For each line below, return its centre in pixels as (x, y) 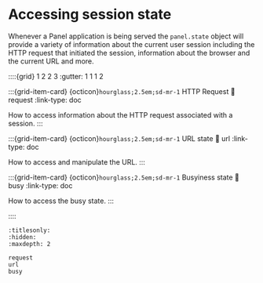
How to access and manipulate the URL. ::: (77, 161)
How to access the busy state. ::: (61, 201)
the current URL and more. (51, 61)
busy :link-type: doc (40, 185)
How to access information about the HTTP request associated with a (121, 114)
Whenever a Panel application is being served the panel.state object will (126, 36)
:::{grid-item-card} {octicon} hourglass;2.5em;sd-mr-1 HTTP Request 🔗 (122, 91)
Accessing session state (90, 15)
